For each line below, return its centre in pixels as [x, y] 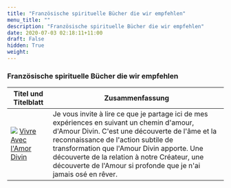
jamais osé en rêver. [85, 174]
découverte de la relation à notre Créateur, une [128, 157]
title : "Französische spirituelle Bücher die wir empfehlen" [97, 13]
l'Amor [21, 149]
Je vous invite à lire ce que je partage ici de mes [130, 114]
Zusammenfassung [137, 98]
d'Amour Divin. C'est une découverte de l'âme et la [135, 132]
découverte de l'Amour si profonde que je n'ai [126, 166]
